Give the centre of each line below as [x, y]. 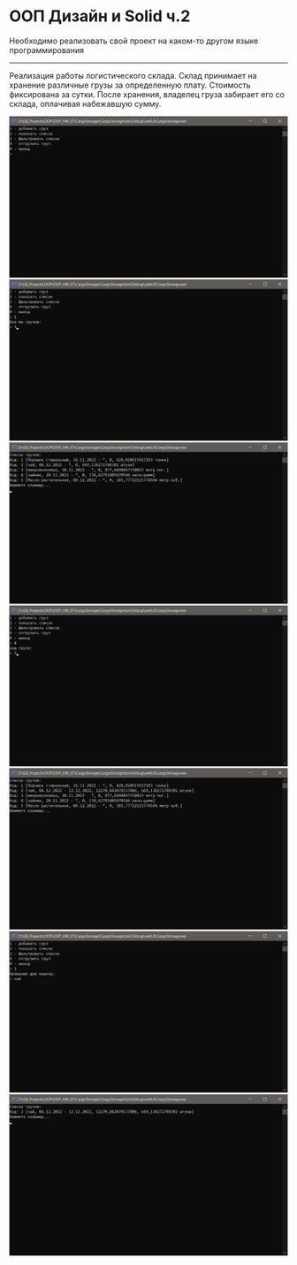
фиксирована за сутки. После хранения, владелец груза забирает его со [147, 94]
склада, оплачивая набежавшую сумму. [85, 103]
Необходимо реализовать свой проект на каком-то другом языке [134, 41]
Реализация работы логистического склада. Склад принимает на [133, 75]
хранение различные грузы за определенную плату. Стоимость [130, 85]
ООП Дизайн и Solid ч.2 [100, 16]
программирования [46, 50]
